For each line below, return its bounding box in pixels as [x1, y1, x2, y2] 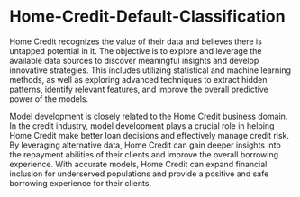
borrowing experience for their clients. [9, 177, 151, 188]
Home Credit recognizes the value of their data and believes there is [9, 36, 263, 47]
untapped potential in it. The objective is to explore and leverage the [9, 45, 263, 56]
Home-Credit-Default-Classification [9, 6, 286, 27]
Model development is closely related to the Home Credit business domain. [9, 111, 288, 121]
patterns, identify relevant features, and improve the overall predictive [9, 84, 268, 94]
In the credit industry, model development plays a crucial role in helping [9, 120, 275, 131]
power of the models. [9, 93, 88, 104]
